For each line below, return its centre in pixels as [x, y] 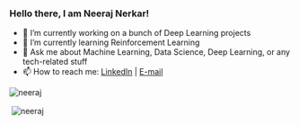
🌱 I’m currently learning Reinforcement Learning [111, 42]
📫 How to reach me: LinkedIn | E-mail [92, 72]
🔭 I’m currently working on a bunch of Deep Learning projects [136, 33]
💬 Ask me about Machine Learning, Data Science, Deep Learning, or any [156, 52]
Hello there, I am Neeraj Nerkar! [79, 13]
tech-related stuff [55, 62]
